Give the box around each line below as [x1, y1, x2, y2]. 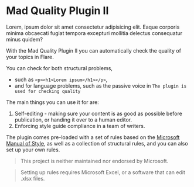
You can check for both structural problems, [6, 64, 113, 71]
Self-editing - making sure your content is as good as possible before [14, 110, 183, 117]
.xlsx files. [20, 175, 45, 182]
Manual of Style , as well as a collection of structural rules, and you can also [6, 140, 189, 147]
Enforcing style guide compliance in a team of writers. [14, 122, 145, 129]
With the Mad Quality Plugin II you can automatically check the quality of [6, 47, 182, 54]
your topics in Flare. [6, 53, 54, 60]
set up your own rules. [6, 146, 60, 153]
